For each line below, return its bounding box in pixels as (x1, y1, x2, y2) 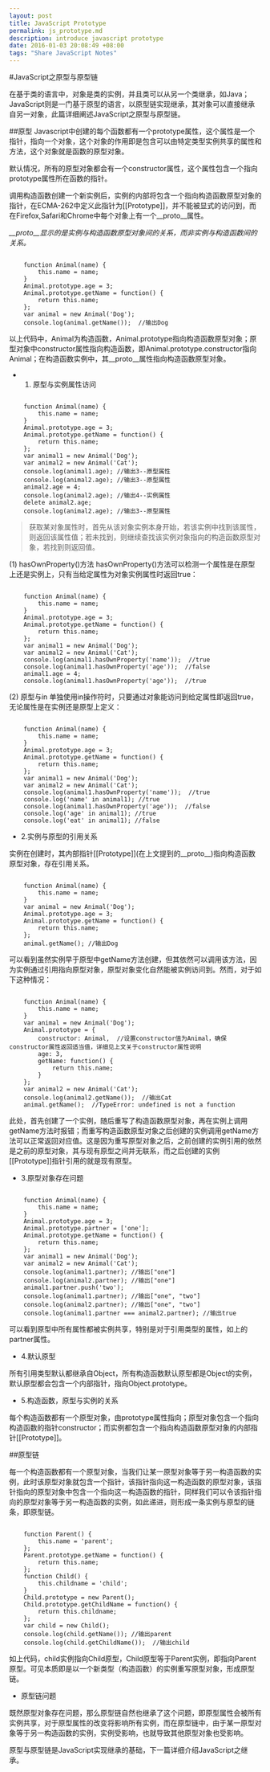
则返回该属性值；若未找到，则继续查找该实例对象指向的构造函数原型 (28, 532, 254, 542)
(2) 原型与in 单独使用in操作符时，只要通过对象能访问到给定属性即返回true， (9, 692, 259, 702)
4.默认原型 (20, 1352, 56, 1361)
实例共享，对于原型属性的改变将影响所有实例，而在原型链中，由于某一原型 (9, 1718, 255, 1728)
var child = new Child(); (23, 1622, 111, 1630)
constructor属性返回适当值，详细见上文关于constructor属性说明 (9, 1043, 202, 1051)
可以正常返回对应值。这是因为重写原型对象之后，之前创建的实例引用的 (15, 1136, 248, 1145)
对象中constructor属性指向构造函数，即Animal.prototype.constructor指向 (15, 344, 257, 354)
